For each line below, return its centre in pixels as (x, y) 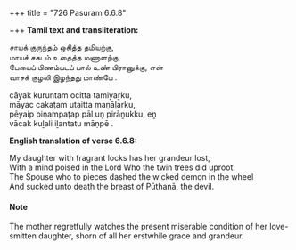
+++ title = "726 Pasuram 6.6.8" (68, 13)
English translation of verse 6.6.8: (74, 141)
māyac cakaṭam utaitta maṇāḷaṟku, (72, 105)
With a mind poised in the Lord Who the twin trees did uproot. (123, 167)
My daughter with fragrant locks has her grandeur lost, (110, 158)
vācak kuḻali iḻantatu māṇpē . (62, 123)
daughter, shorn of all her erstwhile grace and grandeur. (141, 236)
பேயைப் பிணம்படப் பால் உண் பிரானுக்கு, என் (86, 67)
